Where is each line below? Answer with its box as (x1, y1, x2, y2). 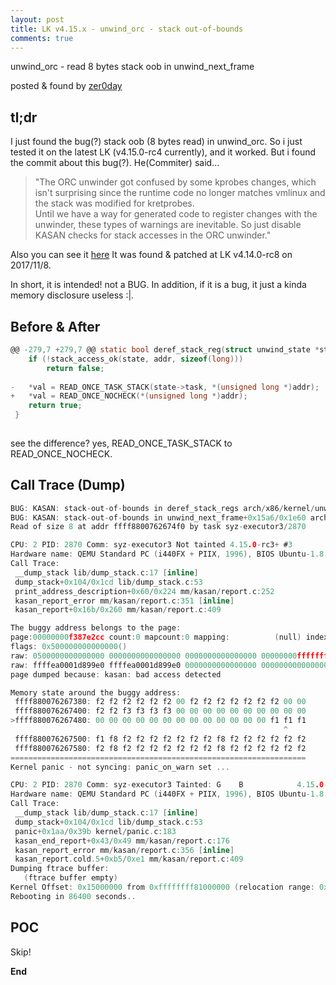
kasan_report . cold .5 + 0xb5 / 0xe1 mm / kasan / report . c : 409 (14, 854, 244, 865)
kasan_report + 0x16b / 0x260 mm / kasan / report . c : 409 (14, 605, 222, 615)
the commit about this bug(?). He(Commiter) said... (10, 157, 220, 169)
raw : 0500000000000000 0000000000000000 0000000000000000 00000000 (10, 651, 298, 661)
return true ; (28, 401, 83, 411)
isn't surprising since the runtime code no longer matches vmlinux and (34, 187, 326, 199)
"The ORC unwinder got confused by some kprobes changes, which (34, 176, 317, 188)
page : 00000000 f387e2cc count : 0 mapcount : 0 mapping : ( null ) (10, 632, 302, 643)
